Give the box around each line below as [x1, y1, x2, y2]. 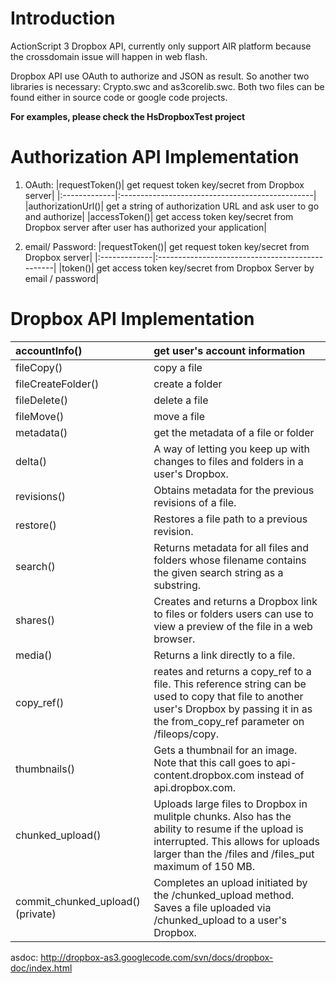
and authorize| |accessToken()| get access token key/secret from [24, 210, 294, 222]
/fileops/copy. [153, 727, 220, 741]
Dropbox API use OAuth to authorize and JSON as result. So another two [10, 70, 310, 82]
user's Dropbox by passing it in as [153, 702, 313, 716]
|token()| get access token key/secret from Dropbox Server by [58, 262, 315, 274]
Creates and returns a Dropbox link [153, 594, 318, 608]
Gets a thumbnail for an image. [153, 743, 298, 757]
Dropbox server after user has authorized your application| [24, 221, 267, 233]
